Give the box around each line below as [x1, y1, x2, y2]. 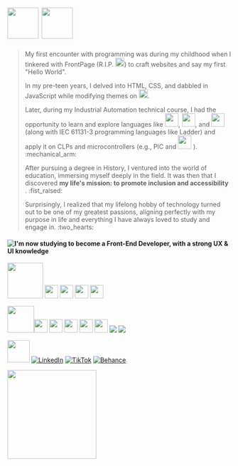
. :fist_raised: [24, 186, 63, 195]
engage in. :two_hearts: [24, 223, 94, 231]
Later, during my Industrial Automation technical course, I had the [24, 105, 217, 114]
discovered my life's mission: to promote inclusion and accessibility [24, 179, 229, 187]
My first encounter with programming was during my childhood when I [24, 50, 232, 58]
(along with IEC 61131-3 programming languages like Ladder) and [24, 127, 215, 136]
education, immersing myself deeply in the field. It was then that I [24, 171, 217, 179]
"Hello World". [24, 68, 67, 76]
